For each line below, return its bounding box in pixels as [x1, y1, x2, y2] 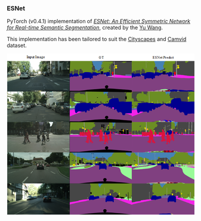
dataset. [7, 42, 27, 49]
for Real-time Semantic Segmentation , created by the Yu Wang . [7, 24, 163, 31]
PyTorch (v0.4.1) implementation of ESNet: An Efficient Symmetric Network [7, 18, 191, 25]
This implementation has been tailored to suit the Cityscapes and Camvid [7, 36, 187, 43]
